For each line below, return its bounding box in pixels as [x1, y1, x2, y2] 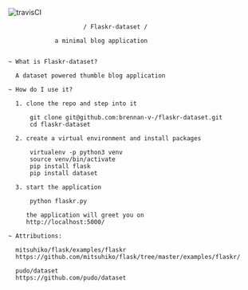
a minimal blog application [54, 37, 148, 45]
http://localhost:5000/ [26, 218, 105, 226]
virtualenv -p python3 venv [29, 148, 124, 156]
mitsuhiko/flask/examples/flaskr [15, 246, 127, 254]
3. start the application [15, 183, 102, 191]
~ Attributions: [8, 232, 62, 240]
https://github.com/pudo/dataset [15, 274, 127, 282]
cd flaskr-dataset [29, 120, 91, 128]
